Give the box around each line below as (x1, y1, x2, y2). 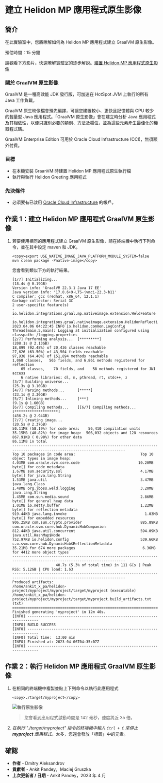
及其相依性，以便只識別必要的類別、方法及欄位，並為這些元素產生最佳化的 (5, 120, 154, 126)
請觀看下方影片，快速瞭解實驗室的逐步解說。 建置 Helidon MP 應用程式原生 (5, 60, 154, 66)
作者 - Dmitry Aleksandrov (12, 761, 65, 766)
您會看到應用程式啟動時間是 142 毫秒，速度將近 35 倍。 (24, 714, 135, 720)
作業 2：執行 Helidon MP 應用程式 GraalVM (5, 662, 135, 670)
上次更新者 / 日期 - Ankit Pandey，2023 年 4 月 (12, 773, 106, 779)
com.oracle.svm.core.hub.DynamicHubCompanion (12, 524, 106, 529)
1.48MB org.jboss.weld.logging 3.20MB (12, 486, 154, 491)
